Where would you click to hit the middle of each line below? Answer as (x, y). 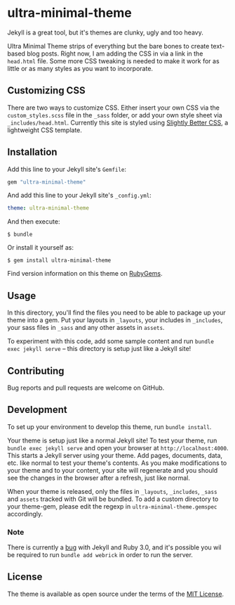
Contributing (36, 371)
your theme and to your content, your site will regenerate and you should (113, 470)
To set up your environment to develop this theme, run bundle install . (109, 426)
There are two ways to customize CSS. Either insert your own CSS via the (113, 108)
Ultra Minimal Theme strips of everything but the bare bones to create (108, 46)
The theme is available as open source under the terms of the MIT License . (116, 594)
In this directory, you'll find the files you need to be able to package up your (116, 313)
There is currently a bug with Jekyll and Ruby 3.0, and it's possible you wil (115, 547)
